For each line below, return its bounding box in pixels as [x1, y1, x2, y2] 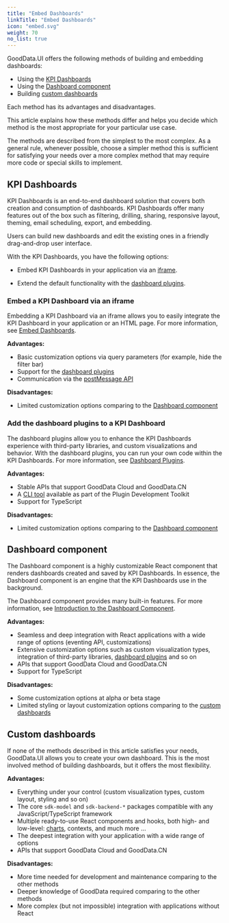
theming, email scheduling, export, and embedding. [7, 218, 152, 226]
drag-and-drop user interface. [7, 239, 92, 247]
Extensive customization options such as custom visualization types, [16, 646, 211, 654]
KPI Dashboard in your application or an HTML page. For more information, [7, 319, 218, 327]
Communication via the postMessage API [16, 375, 133, 383]
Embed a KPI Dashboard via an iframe [7, 296, 135, 305]
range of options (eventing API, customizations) [16, 638, 152, 646]
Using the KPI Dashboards [16, 75, 92, 83]
